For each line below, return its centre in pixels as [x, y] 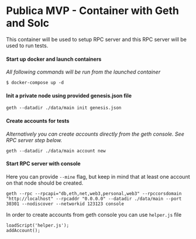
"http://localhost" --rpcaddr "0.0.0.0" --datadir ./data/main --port [94, 199]
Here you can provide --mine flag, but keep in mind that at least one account [98, 176]
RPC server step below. [34, 140]
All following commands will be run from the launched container [83, 72]
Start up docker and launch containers [54, 59]
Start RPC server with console [43, 164]
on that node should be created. [45, 183]
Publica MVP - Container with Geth [93, 11]
